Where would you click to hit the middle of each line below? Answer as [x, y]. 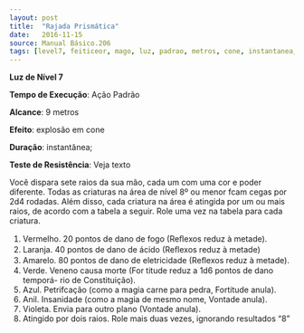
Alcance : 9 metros [44, 112]
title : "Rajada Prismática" [64, 26]
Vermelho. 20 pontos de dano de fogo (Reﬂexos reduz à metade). [145, 239]
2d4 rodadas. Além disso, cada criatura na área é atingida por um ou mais [147, 202]
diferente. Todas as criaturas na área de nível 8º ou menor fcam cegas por [148, 192]
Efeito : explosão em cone [57, 130]
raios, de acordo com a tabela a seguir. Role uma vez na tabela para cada [146, 211]
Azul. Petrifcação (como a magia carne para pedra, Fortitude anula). [149, 290]
